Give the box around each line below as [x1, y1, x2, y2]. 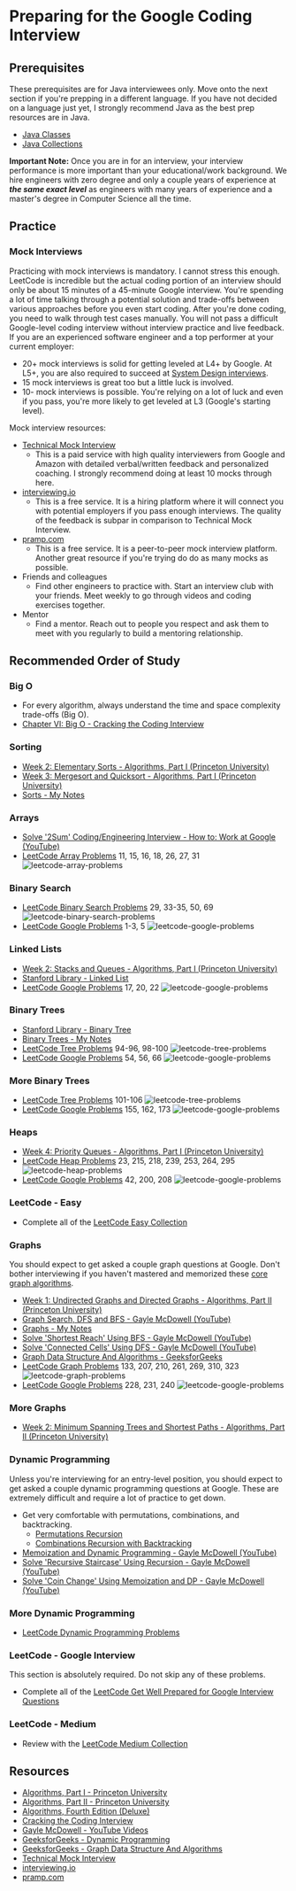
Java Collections [21, 139, 83, 149]
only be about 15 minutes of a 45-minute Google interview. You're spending [9, 284, 285, 295]
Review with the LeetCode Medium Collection [21, 1738, 188, 1748]
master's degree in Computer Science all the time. [9, 193, 192, 204]
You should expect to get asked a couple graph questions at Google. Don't [9, 1259, 281, 1270]
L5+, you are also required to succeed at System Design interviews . [21, 368, 269, 378]
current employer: [9, 341, 75, 352]
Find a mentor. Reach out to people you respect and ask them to [34, 618, 269, 629]
